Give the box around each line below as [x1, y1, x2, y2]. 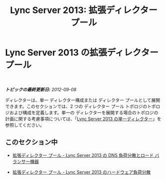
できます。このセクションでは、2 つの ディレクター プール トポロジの [5, 103, 148, 109]
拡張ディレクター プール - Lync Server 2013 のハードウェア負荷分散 [12, 169, 151, 175]
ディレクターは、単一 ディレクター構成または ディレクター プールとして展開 [5, 97, 161, 103]
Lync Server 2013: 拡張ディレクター [9, 4, 158, 16]
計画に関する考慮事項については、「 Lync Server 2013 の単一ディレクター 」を [5, 116, 162, 122]
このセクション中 [5, 138, 58, 147]
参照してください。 [5, 122, 45, 128]
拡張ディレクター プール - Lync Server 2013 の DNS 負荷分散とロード [12, 152, 154, 158]
